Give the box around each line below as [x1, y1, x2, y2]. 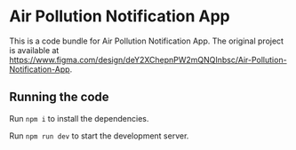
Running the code [9, 90, 109, 105]
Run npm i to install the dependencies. [9, 113, 149, 123]
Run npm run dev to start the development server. [9, 130, 189, 141]
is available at [9, 44, 60, 55]
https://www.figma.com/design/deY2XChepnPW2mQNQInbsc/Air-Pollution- [9, 54, 287, 65]
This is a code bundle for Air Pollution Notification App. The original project [9, 36, 284, 46]
